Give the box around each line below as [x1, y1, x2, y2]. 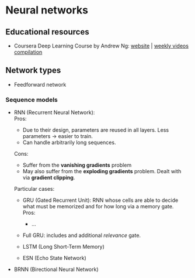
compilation [13, 49, 43, 56]
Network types [5, 66, 61, 75]
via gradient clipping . [22, 174, 75, 181]
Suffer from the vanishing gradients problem [22, 162, 132, 169]
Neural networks [5, 4, 89, 17]
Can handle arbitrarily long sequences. [22, 139, 116, 146]
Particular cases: [13, 186, 55, 193]
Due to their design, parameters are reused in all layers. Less [22, 126, 169, 133]
